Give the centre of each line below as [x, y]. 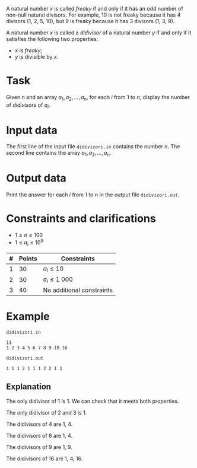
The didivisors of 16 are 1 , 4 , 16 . [45, 459]
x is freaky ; [28, 50]
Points [28, 259]
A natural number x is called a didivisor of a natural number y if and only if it [99, 33]
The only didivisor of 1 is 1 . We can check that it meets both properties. [93, 401]
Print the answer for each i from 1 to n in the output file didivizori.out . [93, 195]
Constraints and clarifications [81, 219]
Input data [32, 130]
